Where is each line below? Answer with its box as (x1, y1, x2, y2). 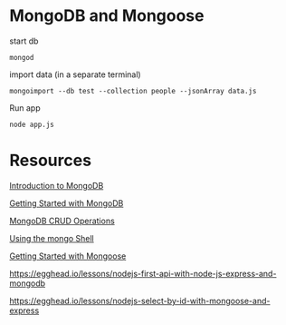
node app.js (9, 120, 54, 129)
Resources (9, 151, 92, 171)
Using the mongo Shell (9, 232, 95, 243)
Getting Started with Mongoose (9, 251, 127, 261)
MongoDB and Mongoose (9, 5, 205, 26)
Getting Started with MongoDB (9, 197, 124, 209)
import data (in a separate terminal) (9, 69, 142, 80)
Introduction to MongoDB (9, 180, 104, 191)
